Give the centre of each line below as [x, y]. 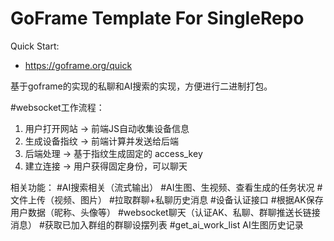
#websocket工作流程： [57, 107]
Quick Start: [35, 46]
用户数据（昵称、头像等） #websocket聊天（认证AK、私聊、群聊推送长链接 [165, 212]
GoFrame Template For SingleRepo [157, 18]
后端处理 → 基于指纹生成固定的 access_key [113, 153]
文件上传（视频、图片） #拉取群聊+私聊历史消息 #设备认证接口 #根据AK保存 [167, 199]
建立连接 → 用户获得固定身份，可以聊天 [106, 166]
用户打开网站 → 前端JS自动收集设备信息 [107, 128]
